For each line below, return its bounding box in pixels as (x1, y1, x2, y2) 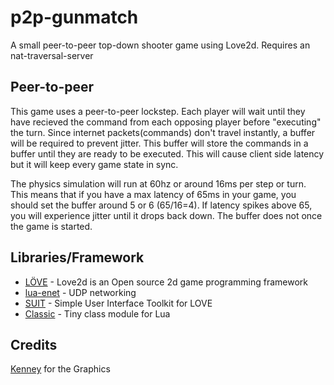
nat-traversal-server (10, 49, 94, 61)
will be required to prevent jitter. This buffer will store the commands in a (10, 137, 309, 149)
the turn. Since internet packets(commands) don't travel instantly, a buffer (10, 126, 316, 138)
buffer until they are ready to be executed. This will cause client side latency (10, 147, 325, 160)
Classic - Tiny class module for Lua (24, 307, 171, 320)
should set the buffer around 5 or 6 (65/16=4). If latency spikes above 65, (10, 199, 313, 211)
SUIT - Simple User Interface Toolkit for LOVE (24, 297, 213, 309)
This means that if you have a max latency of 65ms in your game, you (10, 188, 297, 200)
